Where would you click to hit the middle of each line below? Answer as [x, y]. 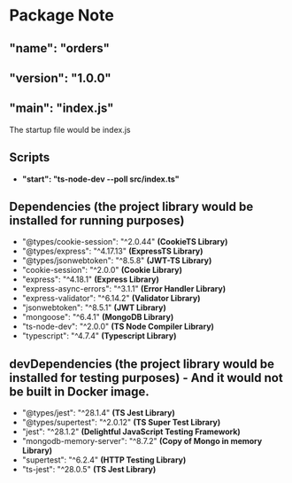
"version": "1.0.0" [61, 78]
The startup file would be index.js [70, 129]
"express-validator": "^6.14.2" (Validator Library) [111, 299]
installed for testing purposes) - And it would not [146, 378]
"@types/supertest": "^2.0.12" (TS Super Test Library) [121, 423]
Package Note [62, 16]
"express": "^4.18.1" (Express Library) [90, 279]
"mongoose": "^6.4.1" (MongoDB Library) [98, 317]
